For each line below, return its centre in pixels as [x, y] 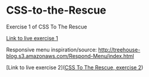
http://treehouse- [119, 49]
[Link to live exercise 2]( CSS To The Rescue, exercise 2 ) [75, 67]
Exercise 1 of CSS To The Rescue [47, 27]
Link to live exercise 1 [32, 38]
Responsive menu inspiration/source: [52, 49]
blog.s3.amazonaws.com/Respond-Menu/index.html [70, 56]
